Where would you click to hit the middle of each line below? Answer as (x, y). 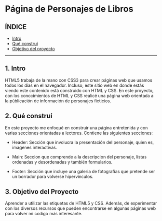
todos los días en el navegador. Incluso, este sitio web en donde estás (74, 85)
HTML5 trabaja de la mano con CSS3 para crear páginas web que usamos (79, 80)
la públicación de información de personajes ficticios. (58, 101)
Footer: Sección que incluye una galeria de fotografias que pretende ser (83, 171)
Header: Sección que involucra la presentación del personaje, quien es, (83, 142)
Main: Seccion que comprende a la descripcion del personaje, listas (79, 157)
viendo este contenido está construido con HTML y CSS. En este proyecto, (79, 90)
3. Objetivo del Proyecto (42, 192)
